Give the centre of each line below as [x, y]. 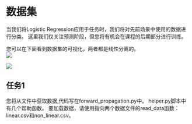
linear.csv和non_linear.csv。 [40, 115]
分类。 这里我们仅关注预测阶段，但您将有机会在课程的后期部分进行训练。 [99, 36]
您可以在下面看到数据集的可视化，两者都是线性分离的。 [72, 49]
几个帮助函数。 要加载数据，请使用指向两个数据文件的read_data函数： [95, 108]
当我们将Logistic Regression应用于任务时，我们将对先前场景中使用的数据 [94, 29]
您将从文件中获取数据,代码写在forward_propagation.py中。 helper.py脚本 [94, 101]
